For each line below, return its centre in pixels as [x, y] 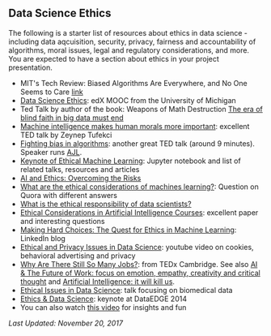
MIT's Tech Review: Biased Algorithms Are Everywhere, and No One [134, 83]
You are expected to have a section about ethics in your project [114, 58]
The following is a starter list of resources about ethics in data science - [128, 32]
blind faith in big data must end [72, 118]
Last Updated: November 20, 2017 [66, 323]
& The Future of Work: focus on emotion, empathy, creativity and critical [140, 273]
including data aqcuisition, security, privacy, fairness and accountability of [132, 41]
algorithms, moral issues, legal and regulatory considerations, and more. [129, 50]
